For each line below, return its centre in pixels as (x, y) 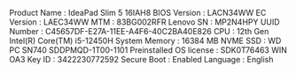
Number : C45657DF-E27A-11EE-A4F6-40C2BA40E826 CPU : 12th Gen (139, 31)
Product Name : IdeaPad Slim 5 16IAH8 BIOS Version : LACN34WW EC (138, 13)
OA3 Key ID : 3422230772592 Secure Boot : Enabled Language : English (141, 59)
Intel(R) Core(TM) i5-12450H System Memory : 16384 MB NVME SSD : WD (145, 40)
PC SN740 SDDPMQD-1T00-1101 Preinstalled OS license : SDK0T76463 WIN (148, 50)
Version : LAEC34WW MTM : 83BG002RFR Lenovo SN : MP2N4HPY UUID (145, 22)
